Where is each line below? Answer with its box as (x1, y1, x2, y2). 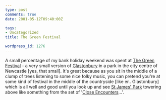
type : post (5, 7, 28, 12)
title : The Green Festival (5, 35, 61, 40)
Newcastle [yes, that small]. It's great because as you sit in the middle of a (5, 68, 157, 74)
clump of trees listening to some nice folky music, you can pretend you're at (5, 73, 161, 79)
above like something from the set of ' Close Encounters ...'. (5, 89, 124, 95)
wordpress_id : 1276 (5, 44, 46, 49)
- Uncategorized (5, 30, 39, 35)
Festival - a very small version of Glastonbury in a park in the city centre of (5, 63, 158, 69)
